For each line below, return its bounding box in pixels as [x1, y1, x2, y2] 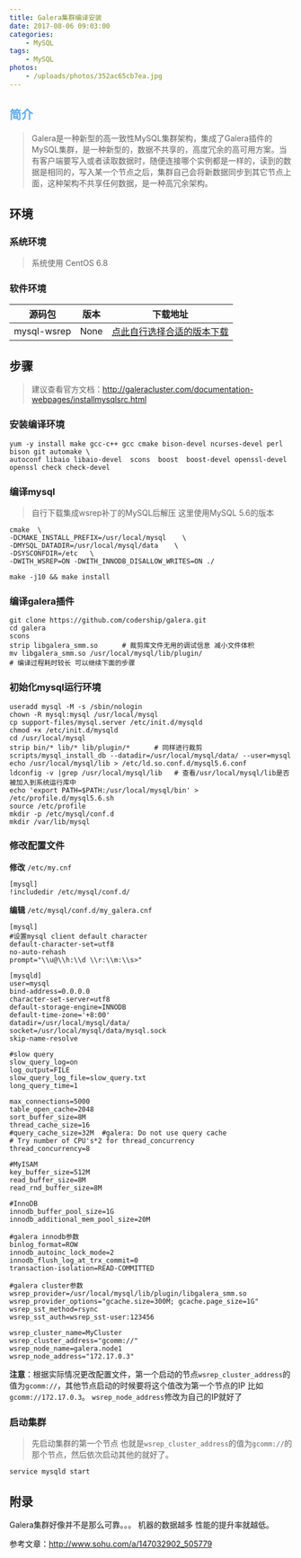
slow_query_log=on [9, 1058, 78, 1067]
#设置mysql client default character [9, 932, 148, 941]
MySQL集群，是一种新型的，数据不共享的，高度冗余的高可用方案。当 [31, 144, 288, 155]
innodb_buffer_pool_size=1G [9, 1207, 115, 1216]
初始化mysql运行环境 [9, 681, 102, 694]
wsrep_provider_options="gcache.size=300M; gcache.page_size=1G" [9, 1297, 259, 1306]
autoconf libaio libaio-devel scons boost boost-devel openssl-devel [9, 455, 288, 464]
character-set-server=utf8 [9, 995, 111, 1004]
